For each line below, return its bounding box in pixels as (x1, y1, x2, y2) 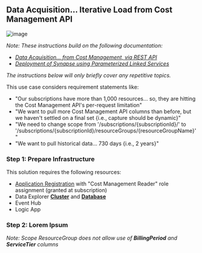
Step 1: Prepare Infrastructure (6, 155, 95, 163)
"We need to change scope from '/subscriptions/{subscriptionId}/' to (14, 120, 186, 128)
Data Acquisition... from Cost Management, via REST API (14, 54, 157, 61)
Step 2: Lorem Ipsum (6, 221, 68, 230)
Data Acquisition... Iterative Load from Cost (6, 5, 173, 15)
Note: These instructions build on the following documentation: (6, 42, 163, 49)
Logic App (14, 206, 41, 213)
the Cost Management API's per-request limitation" (14, 101, 142, 108)
